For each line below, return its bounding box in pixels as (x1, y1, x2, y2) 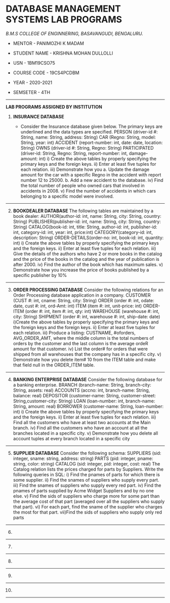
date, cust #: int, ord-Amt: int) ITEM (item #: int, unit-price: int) (13, 303, 142, 309)
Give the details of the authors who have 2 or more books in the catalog (13, 251, 162, 257)
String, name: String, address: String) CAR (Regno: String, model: (20, 134, 156, 140)
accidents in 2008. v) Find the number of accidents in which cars (20, 188, 156, 194)
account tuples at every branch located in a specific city (13, 435, 130, 441)
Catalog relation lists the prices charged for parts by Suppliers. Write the (13, 466, 163, 472)
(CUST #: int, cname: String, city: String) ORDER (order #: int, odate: (13, 297, 154, 303)
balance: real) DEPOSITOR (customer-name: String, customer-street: (13, 392, 156, 398)
